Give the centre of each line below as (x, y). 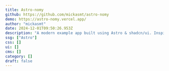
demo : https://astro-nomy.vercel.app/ (46, 19)
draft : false (19, 61)
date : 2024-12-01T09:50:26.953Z (39, 28)
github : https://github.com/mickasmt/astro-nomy (57, 14)
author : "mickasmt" (26, 24)
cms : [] (13, 51)
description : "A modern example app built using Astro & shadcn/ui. (78, 33)
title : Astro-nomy (24, 10)
